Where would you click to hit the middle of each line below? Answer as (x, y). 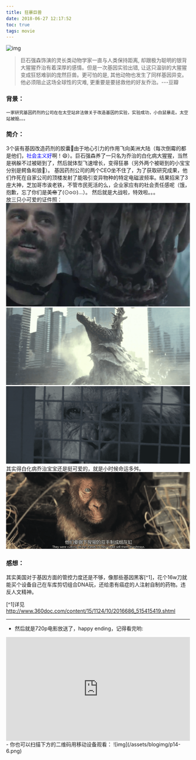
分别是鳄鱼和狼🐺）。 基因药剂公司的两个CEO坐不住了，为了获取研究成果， (94, 170)
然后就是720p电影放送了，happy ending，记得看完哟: (79, 628)
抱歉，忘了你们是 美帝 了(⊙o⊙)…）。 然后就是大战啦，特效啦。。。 (82, 192)
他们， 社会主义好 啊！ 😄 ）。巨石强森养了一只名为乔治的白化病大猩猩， (94, 156)
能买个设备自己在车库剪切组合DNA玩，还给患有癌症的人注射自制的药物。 (93, 584)
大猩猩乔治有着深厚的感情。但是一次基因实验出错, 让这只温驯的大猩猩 (104, 68)
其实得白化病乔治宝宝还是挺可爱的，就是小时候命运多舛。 (75, 469)
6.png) (14, 751)
